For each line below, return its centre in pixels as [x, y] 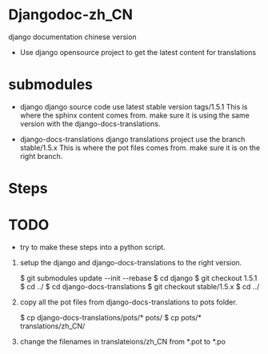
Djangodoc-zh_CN [71, 15]
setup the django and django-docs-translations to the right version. [131, 263]
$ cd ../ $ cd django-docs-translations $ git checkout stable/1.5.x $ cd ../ [140, 286]
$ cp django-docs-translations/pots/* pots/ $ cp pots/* [111, 318]
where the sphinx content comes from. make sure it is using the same [134, 115]
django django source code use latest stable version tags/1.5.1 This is [134, 106]
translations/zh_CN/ [52, 326]
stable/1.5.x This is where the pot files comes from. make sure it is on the [140, 147]
